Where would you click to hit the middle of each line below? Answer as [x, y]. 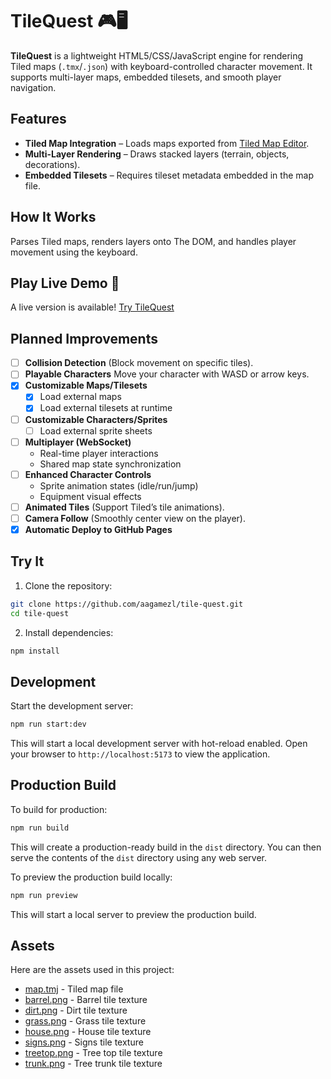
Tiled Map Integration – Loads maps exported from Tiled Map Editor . [167, 143]
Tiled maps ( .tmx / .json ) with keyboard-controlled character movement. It [161, 66]
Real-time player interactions [99, 453]
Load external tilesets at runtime [106, 408]
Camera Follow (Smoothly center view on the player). [135, 518]
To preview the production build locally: [91, 877]
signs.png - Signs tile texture [84, 1042]
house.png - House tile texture [88, 1032]
